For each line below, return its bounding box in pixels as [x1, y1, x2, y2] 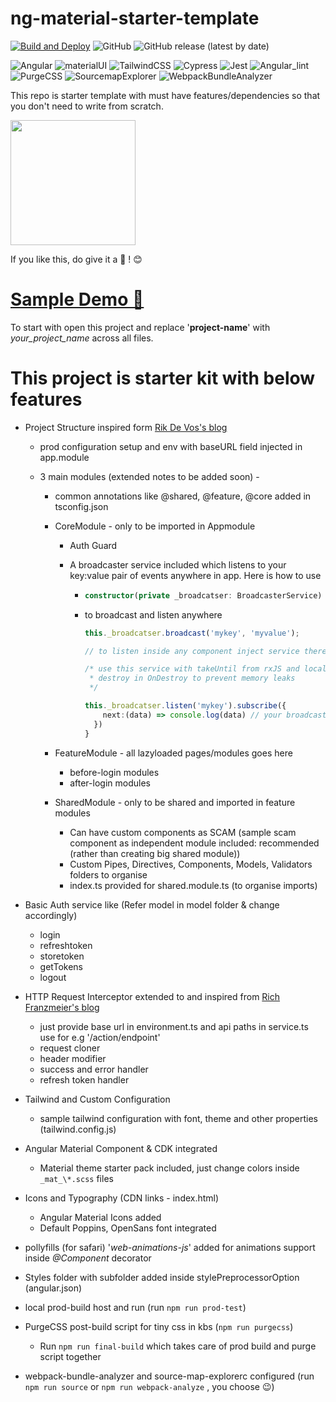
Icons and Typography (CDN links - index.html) [24, 1192, 220, 1204]
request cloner [39, 1042, 101, 1054]
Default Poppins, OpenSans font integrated [39, 1222, 217, 1234]
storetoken [39, 950, 85, 962]
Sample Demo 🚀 [10, 288, 145, 311]
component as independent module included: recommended [69, 837, 320, 849]
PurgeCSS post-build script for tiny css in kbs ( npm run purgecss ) [24, 1320, 294, 1332]
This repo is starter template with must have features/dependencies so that [10, 89, 321, 101]
